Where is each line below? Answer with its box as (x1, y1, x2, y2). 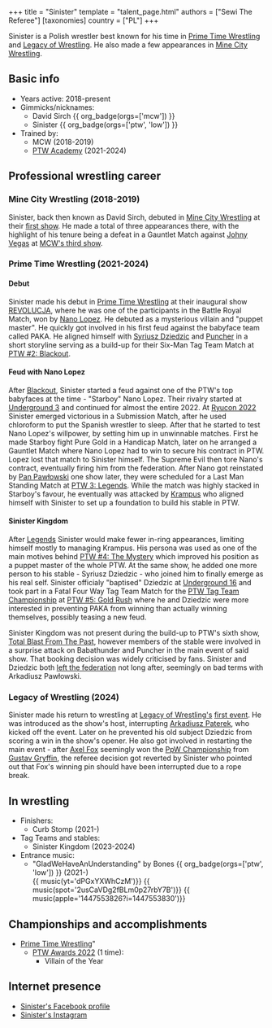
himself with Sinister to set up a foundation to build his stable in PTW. (8, 497, 240, 507)
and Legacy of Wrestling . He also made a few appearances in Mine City (8, 40, 248, 50)
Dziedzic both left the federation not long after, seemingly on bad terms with (8, 663, 264, 672)
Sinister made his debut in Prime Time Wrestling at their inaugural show (8, 296, 248, 306)
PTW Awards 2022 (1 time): (32, 947, 124, 957)
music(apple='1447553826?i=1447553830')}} (32, 894, 186, 903)
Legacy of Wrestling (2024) (8, 691, 119, 702)
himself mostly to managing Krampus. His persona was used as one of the (8, 543, 257, 553)
